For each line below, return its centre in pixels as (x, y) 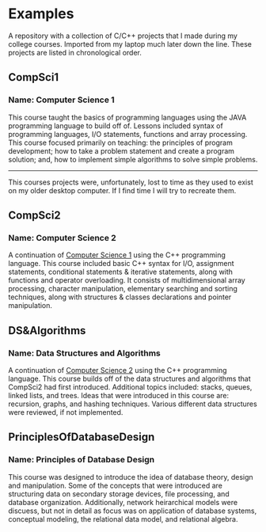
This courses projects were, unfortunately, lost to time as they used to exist (131, 182)
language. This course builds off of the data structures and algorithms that (129, 378)
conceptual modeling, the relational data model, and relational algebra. (123, 519)
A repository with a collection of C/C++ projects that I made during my (123, 36)
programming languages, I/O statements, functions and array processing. (128, 134)
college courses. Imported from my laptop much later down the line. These (130, 44)
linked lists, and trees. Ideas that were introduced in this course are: (119, 395)
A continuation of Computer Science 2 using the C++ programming (118, 370)
